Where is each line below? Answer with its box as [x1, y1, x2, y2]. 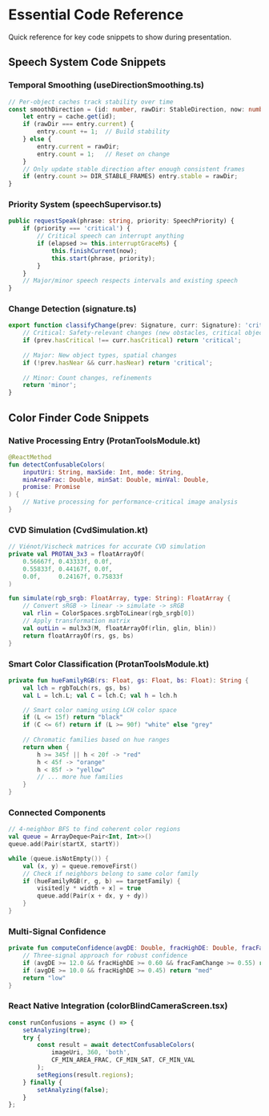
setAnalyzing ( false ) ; [37, 1085, 110, 1094]
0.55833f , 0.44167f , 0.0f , [22, 564, 113, 573]
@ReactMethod [8, 453, 52, 461]
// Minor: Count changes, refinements [22, 373, 152, 382]
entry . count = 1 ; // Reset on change [37, 150, 171, 158]
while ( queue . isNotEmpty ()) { [8, 854, 110, 862]
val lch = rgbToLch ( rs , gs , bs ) [22, 684, 130, 692]
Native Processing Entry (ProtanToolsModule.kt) [8, 435, 201, 446]
